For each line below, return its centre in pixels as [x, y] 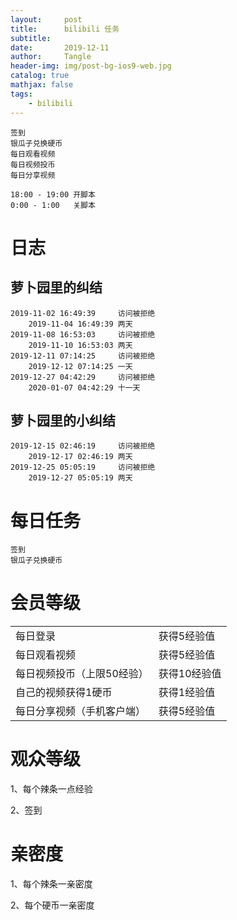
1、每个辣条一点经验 [51, 789]
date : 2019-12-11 [60, 47]
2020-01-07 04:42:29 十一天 [84, 387]
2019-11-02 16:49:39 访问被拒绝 [83, 313]
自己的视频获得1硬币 [64, 693]
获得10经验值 [190, 674]
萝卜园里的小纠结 [63, 420]
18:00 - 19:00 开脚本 [53, 194]
